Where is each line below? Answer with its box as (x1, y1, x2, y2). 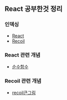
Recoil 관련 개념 (4, 77, 41, 84)
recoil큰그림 (11, 89, 36, 96)
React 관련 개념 (4, 51, 40, 58)
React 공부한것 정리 (4, 4, 63, 13)
